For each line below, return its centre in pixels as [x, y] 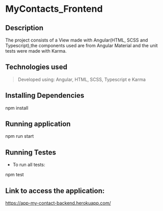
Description [24, 28]
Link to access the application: [55, 191]
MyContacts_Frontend [54, 9]
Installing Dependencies [45, 96]
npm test [15, 175]
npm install [17, 108]
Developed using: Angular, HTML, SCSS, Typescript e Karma [82, 79]
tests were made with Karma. [36, 51]
